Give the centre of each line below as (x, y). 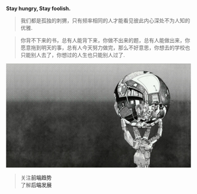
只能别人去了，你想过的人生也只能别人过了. (72, 55)
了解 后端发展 (36, 185)
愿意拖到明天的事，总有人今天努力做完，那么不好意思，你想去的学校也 (105, 47)
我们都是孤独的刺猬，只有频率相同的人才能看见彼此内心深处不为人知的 (105, 21)
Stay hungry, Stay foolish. (38, 8)
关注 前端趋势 (36, 178)
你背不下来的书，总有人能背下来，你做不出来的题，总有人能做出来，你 (105, 40)
